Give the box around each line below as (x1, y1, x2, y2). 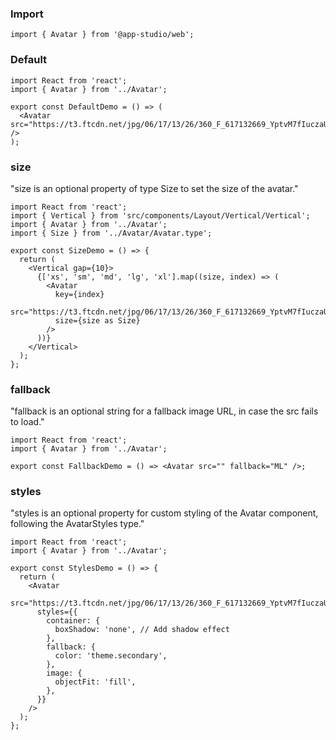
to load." (10, 416, 45, 428)
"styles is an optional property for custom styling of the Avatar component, (10, 507, 319, 519)
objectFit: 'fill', (54, 677, 137, 687)
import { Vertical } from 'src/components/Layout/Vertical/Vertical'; (10, 210, 311, 221)
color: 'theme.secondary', (54, 651, 168, 661)
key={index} (54, 289, 105, 299)
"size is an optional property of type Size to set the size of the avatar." (10, 182, 299, 194)
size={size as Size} (54, 315, 141, 326)
